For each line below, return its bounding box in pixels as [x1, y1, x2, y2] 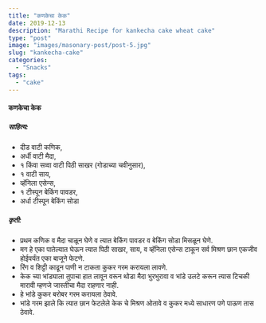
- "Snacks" [15, 64, 52, 72]
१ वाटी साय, [19, 169, 52, 179]
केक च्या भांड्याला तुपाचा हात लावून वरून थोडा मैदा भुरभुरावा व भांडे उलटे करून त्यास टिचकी [19, 272, 250, 282]
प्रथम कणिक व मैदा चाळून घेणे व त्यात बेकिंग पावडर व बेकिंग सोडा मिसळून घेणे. [19, 236, 213, 246]
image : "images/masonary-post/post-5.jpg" [8, 41, 151, 49]
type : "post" [8, 33, 52, 42]
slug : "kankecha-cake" [8, 49, 84, 57]
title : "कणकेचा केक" [8, 11, 71, 20]
